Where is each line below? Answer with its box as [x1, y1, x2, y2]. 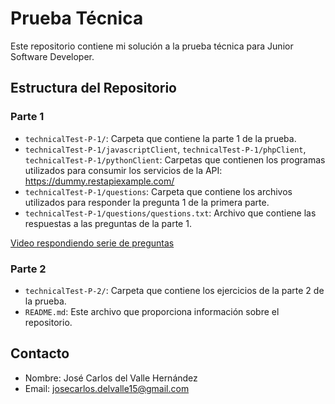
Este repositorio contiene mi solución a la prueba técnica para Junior [10, 40, 294, 52]
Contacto [10, 345, 70, 362]
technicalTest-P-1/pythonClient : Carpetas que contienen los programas [24, 153, 326, 166]
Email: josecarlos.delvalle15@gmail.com [24, 382, 190, 394]
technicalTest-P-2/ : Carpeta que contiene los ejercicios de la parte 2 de [24, 284, 325, 296]
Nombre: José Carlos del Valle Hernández [24, 372, 198, 384]
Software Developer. [10, 50, 95, 62]
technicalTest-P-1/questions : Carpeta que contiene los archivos [24, 185, 293, 197]
